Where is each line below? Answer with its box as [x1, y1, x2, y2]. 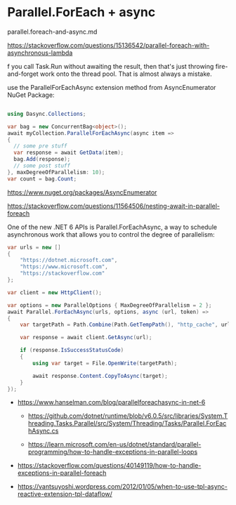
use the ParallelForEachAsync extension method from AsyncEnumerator [7, 83, 216, 91]
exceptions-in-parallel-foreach [17, 468, 107, 478]
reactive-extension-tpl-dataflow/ [17, 490, 112, 499]
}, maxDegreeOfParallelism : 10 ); [7, 169, 105, 176]
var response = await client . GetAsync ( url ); [20, 334, 152, 341]
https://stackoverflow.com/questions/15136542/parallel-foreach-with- [7, 41, 210, 49]
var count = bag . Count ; [7, 175, 77, 183]
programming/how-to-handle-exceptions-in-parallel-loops [27, 447, 198, 457]
